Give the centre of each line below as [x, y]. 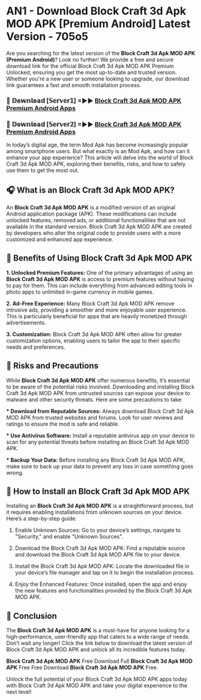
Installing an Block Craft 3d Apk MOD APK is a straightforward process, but [100, 506]
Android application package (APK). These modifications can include [91, 214]
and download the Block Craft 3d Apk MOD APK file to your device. [98, 555]
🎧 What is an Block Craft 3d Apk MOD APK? [91, 190]
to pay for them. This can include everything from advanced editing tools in [99, 285]
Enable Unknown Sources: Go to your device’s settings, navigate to [98, 530]
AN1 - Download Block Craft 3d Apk [96, 11]
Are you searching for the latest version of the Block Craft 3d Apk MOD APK [101, 53]
